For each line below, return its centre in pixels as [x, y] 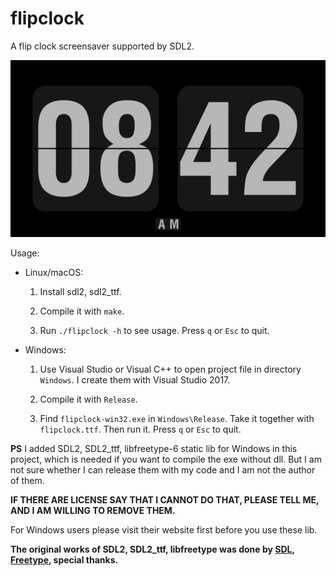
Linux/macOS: [54, 273]
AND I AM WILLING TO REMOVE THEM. [93, 511]
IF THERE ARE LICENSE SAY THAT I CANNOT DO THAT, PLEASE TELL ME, [165, 500]
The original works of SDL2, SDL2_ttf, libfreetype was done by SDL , [152, 549]
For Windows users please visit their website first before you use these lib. [164, 530]
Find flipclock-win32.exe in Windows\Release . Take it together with [177, 419]
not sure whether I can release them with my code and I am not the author [163, 470]
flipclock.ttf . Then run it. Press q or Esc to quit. [140, 429]
